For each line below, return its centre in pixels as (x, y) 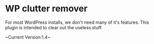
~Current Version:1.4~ (28, 37)
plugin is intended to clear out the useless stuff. (54, 27)
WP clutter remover (46, 9)
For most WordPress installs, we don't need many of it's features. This (77, 22)
